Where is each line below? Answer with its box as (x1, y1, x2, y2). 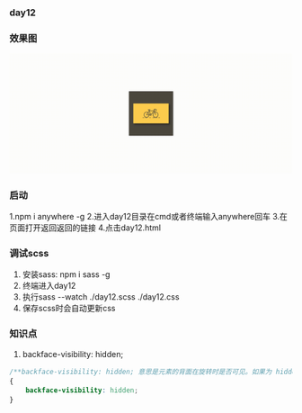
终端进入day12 (22, 281, 76, 292)
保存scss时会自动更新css (22, 303, 116, 314)
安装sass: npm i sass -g (22, 269, 111, 280)
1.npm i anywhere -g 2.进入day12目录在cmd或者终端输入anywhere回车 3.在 (9, 211, 288, 222)
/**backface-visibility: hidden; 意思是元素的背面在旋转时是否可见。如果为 (9, 367, 272, 376)
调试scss (9, 247, 49, 260)
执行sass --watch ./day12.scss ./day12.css (22, 292, 180, 302)
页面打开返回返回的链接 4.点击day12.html (9, 222, 162, 233)
